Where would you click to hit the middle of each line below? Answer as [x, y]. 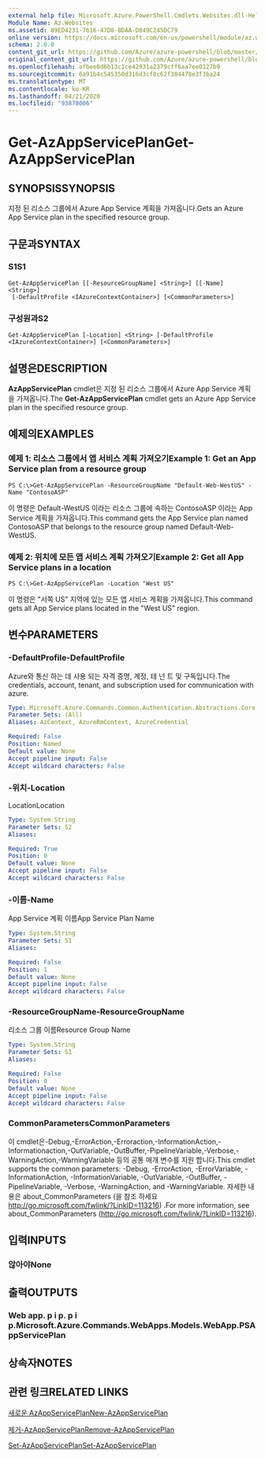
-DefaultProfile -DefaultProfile [66, 658]
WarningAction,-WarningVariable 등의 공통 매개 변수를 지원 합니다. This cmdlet [132, 1160]
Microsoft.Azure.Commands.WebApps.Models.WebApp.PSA [136, 1325]
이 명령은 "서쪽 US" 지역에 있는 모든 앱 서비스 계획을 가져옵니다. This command [131, 599]
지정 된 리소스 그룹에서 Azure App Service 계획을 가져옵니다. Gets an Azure [126, 208]
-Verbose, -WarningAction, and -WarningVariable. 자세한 [155, 1186]
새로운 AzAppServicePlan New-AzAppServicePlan [88, 1412]
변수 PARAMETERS [53, 635]
